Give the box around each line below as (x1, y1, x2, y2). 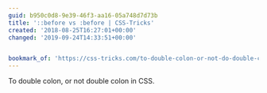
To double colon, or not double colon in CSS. (8, 76, 155, 86)
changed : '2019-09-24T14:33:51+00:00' (8, 33, 137, 42)
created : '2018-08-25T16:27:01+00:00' (8, 26, 137, 34)
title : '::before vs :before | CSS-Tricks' (8, 19, 155, 27)
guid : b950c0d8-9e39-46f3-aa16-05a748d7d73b (8, 11, 158, 20)
